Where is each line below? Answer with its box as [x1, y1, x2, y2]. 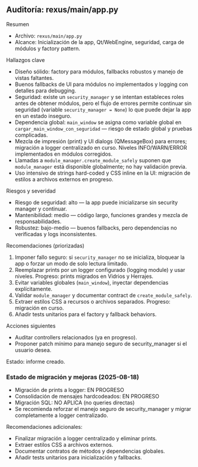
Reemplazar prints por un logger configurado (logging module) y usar [14, 266, 186, 273]
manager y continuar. [14, 205, 67, 212]
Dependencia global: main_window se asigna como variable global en [14, 119, 182, 126]
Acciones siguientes [6, 322, 56, 329]
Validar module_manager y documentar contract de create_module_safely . [14, 292, 192, 299]
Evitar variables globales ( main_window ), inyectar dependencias [14, 279, 169, 286]
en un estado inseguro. [14, 112, 72, 119]
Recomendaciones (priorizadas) [6, 242, 85, 249]
